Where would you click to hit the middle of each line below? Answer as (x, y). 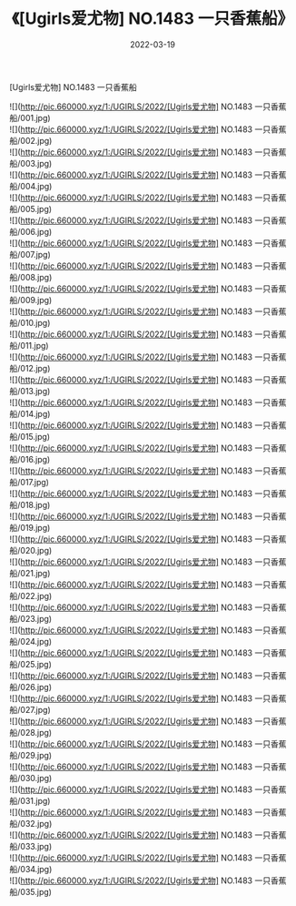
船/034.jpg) (31, 869)
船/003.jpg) (31, 163)
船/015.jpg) (30, 436)
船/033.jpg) (31, 846)
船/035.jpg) (31, 891)
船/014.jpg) (30, 413)
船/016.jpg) (30, 459)
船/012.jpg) (30, 368)
